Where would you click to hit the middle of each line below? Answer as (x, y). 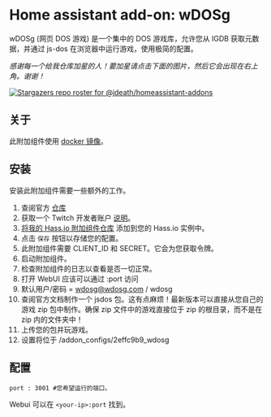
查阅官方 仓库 (43, 207)
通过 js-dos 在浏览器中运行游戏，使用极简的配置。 (114, 48)
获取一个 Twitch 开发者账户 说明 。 (78, 218)
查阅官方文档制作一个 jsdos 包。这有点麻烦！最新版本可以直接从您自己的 (142, 299)
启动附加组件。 (46, 258)
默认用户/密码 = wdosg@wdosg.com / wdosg (97, 289)
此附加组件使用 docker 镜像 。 (58, 141)
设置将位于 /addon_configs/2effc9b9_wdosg (95, 340)
